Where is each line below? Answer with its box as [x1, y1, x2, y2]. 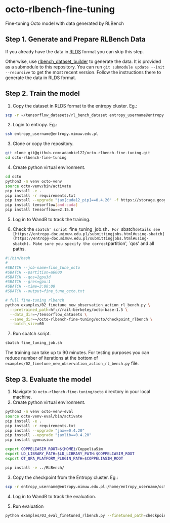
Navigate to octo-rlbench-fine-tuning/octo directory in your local [12, 389, 151, 394]
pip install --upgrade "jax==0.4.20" [5, 428, 85, 433]
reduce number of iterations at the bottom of [5, 355, 99, 361]
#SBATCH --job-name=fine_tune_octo [5, 265, 80, 270]
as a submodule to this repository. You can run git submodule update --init [5, 63, 165, 69]
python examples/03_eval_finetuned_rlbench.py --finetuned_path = [5, 513, 146, 518]
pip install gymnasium [5, 437, 53, 442]
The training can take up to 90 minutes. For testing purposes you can [5, 350, 150, 356]
